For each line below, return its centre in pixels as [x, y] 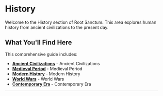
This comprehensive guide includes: [41, 54]
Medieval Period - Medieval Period [47, 69]
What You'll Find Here [39, 43]
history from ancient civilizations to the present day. [57, 27]
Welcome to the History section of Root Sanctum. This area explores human [81, 22]
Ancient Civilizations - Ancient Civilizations [56, 63]
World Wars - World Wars [38, 79]
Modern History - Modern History [46, 74]
